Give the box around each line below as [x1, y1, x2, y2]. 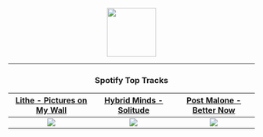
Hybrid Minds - [104, 95, 164, 106]
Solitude [117, 105, 150, 116]
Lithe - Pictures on [15, 95, 88, 106]
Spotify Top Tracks [95, 74, 168, 85]
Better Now [192, 105, 236, 116]
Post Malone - [186, 95, 242, 106]
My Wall [35, 105, 67, 116]
